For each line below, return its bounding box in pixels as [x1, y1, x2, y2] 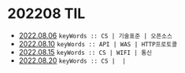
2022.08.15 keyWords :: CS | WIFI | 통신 [18, 47, 153, 57]
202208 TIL [7, 5, 86, 23]
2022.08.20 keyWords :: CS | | [18, 56, 127, 65]
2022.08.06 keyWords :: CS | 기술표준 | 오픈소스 [18, 31, 172, 40]
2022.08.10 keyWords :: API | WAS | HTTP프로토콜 [18, 38, 178, 48]
